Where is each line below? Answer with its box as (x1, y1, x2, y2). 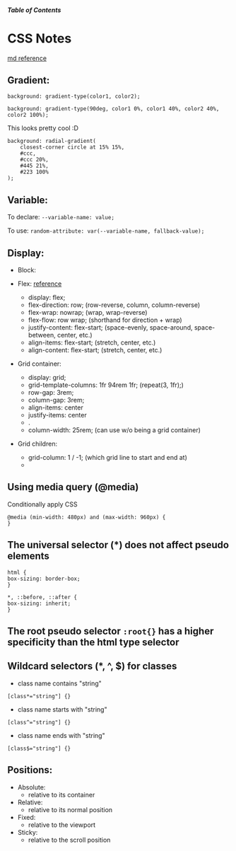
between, (28, 330, 56, 339)
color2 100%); (7, 112, 49, 119)
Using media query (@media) (7, 481, 139, 493)
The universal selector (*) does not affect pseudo (7, 539, 230, 551)
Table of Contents (7, 6, 61, 14)
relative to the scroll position (28, 835, 111, 844)
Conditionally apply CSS (7, 499, 78, 509)
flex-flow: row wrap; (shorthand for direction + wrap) (28, 315, 182, 324)
